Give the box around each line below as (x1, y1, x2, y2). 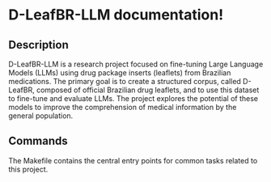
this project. (8, 164, 49, 174)
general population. (8, 111, 74, 121)
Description (8, 38, 69, 52)
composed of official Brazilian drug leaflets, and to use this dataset (36, 85, 260, 95)
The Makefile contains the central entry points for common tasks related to (8, 155, 258, 165)
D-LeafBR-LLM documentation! (8, 6, 224, 24)
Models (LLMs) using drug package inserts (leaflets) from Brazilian (8, 68, 231, 78)
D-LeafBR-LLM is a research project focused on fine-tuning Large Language (8, 59, 264, 69)
